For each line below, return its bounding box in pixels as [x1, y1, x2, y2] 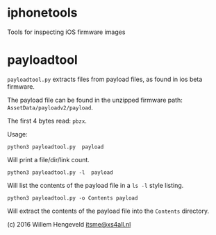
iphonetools [7, 5, 78, 21]
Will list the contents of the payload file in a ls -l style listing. [7, 181, 184, 189]
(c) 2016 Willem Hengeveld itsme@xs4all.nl [7, 220, 131, 228]
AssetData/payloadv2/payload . [7, 103, 94, 112]
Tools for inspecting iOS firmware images [7, 28, 126, 36]
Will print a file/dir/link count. [7, 155, 90, 164]
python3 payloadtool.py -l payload [7, 168, 113, 176]
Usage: [7, 130, 28, 138]
